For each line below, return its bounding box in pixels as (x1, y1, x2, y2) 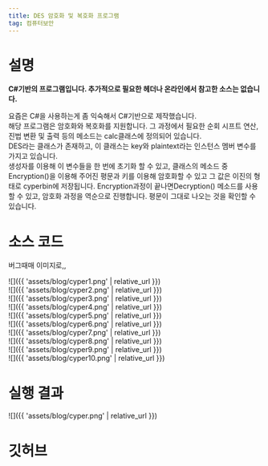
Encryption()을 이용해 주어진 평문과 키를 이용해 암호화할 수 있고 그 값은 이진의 (8, 172, 253, 181)
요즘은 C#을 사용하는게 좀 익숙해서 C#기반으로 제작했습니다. (8, 111, 197, 121)
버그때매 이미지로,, (8, 261, 67, 270)
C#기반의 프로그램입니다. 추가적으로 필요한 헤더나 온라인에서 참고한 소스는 (8, 84, 239, 94)
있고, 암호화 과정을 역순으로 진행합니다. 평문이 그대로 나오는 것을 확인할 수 (25, 192, 257, 201)
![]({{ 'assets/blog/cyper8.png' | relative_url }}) (8, 336, 162, 346)
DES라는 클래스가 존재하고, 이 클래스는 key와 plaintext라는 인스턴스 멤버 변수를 (8, 141, 257, 151)
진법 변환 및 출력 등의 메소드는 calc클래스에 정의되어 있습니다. (8, 132, 202, 141)
